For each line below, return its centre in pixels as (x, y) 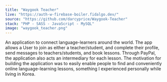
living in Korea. (20, 74)
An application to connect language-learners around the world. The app (79, 42)
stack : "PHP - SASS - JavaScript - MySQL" (50, 24)
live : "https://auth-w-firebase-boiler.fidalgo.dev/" (62, 14)
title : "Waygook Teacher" (32, 10)
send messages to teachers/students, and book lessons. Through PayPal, (81, 53)
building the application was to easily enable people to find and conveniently (83, 64)
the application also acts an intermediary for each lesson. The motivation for (83, 58)
